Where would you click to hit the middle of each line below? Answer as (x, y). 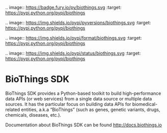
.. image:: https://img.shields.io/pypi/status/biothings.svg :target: (73, 53)
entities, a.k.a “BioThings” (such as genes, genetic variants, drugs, (91, 110)
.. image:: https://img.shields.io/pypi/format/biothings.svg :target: (74, 38)
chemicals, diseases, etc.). (33, 115)
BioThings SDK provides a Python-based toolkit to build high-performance (83, 93)
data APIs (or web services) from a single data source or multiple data (79, 98)
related (13, 110)
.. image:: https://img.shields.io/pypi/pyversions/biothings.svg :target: (78, 23)
